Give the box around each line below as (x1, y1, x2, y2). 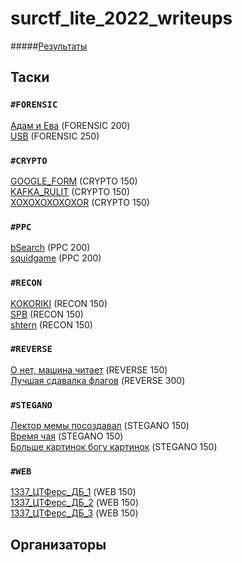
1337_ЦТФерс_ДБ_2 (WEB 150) (10, 497, 140, 509)
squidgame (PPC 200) (10, 252, 102, 264)
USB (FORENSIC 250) (10, 130, 100, 142)
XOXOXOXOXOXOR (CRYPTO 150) (10, 196, 150, 208)
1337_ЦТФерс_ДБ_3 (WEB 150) (10, 507, 139, 519)
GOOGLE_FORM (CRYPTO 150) (10, 175, 138, 187)
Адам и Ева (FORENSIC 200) (10, 119, 131, 131)
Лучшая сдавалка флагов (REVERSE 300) (10, 374, 186, 386)
